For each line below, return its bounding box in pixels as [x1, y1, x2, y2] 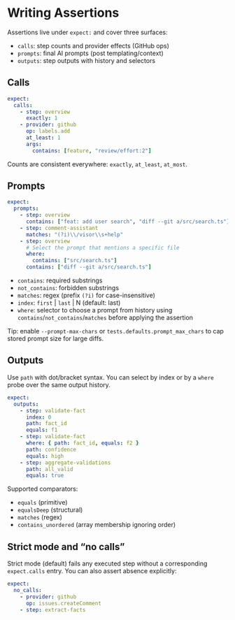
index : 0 [25, 414, 52, 421]
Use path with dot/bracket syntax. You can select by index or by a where [7, 373, 215, 382]
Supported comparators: [7, 484, 78, 493]
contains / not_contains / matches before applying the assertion [17, 313, 194, 322]
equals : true [25, 472, 64, 480]
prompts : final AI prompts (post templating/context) [17, 49, 164, 57]
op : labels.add [25, 128, 71, 135]
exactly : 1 [25, 115, 58, 122]
